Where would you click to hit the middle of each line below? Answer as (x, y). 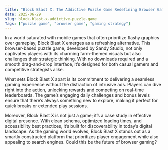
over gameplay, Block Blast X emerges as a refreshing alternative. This (78, 43)
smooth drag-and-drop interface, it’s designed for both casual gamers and (82, 64)
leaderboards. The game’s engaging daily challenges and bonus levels (78, 95)
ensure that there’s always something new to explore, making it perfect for (82, 101)
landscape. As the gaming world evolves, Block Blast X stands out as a (78, 132)
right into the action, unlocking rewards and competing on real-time (75, 90)
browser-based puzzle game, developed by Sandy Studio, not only (74, 48)
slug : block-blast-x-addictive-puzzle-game (51, 19)
